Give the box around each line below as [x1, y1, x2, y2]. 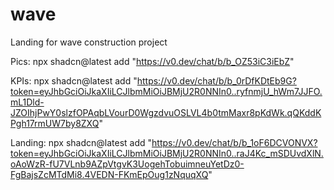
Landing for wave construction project [10, 36, 168, 48]
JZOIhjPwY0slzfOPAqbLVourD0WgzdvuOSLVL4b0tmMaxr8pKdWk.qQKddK [10, 106, 322, 118]
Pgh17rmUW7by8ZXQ [10, 117, 100, 129]
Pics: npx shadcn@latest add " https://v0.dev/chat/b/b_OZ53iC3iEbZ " [10, 55, 295, 67]
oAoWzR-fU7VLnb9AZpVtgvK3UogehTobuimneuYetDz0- [10, 158, 245, 170]
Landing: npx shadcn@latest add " [10, 136, 153, 148]
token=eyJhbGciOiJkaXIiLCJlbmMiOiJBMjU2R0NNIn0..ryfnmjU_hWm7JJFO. [10, 85, 323, 97]
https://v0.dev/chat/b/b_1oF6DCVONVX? [151, 136, 318, 148]
